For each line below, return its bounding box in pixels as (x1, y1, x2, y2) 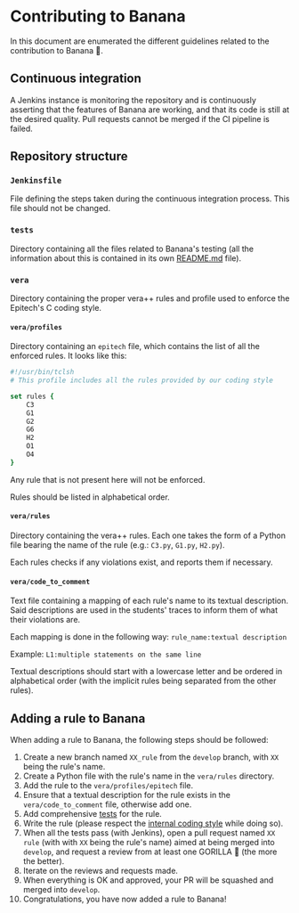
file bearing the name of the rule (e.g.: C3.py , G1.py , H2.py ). (10, 540, 225, 550)
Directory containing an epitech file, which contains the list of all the (10, 341, 261, 352)
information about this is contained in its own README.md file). (10, 252, 242, 264)
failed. (10, 123, 34, 134)
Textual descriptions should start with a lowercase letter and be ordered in (10, 666, 283, 677)
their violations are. (10, 615, 81, 625)
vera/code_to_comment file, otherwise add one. (22, 799, 192, 810)
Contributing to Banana (10, 6, 186, 27)
